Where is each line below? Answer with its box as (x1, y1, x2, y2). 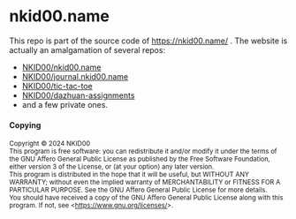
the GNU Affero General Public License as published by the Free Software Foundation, (9, 155, 271, 164)
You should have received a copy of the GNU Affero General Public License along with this (9, 193, 284, 202)
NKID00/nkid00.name (21, 62, 102, 72)
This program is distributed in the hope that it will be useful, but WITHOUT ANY (9, 170, 250, 179)
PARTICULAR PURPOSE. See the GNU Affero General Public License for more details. (9, 185, 268, 195)
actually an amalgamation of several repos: (9, 44, 166, 55)
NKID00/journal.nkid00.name (21, 71, 129, 81)
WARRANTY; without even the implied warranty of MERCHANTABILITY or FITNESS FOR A (9, 178, 281, 187)
